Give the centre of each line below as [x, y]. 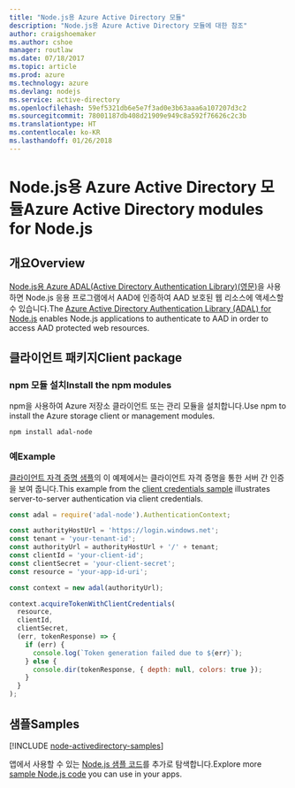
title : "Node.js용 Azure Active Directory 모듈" [98, 17]
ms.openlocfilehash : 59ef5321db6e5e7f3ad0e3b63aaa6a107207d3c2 [128, 108]
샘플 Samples [44, 724]
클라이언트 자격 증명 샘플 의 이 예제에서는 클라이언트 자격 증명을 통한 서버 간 [139, 478]
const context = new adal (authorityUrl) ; [87, 588]
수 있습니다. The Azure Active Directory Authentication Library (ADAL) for [140, 308]
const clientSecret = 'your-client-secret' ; [92, 563]
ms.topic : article [43, 67]
